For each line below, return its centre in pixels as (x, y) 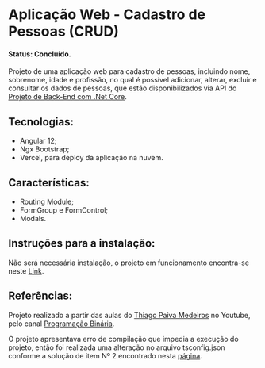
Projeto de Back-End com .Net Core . (67, 97)
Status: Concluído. (40, 54)
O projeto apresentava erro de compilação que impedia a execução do (124, 339)
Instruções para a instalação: (82, 243)
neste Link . (26, 270)
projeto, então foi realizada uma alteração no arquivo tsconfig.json (117, 347)
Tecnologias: (41, 122)
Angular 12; (38, 141)
